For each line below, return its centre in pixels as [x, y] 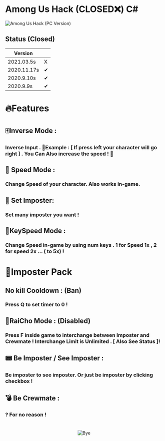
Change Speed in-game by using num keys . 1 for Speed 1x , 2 [81, 245]
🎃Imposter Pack [39, 272]
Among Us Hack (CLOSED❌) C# [72, 9]
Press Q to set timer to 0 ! [36, 305]
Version [23, 53]
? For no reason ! [26, 415]
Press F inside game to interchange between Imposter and [77, 335]
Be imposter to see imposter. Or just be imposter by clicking [79, 375]
